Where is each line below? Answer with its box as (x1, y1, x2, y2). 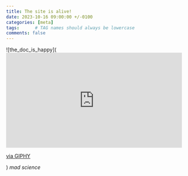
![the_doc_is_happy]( (6, 46, 57, 53)
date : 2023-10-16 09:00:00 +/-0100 (6, 14, 93, 20)
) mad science (6, 164, 41, 171)
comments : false (6, 30, 46, 36)
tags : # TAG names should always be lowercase (6, 24, 135, 31)
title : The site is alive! (6, 8, 72, 15)
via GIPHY (6, 153, 31, 160)
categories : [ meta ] (6, 19, 54, 25)
